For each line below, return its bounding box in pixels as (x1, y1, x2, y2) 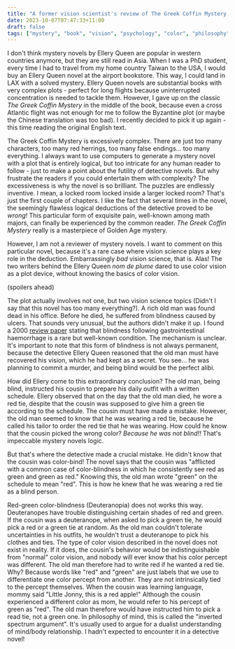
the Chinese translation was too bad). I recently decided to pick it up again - (7, 116, 226, 125)
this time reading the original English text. (7, 123, 127, 132)
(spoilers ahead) (7, 283, 55, 291)
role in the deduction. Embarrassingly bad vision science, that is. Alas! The (7, 255, 222, 263)
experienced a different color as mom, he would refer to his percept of (7, 598, 210, 606)
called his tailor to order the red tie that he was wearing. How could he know (7, 421, 227, 431)
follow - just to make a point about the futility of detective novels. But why (7, 167, 220, 175)
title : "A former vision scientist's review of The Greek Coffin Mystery (7, 10, 227, 18)
